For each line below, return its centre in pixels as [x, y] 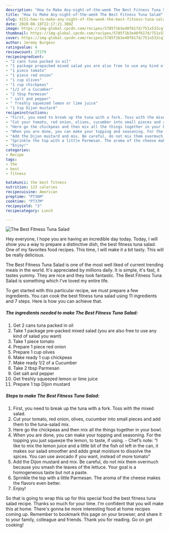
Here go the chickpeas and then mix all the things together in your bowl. [88, 430]
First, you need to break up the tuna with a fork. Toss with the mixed [83, 408]
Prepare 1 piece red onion [39, 347]
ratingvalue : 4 [22, 47]
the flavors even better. [37, 483]
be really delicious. [25, 255]
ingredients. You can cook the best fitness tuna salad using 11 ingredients [81, 296]
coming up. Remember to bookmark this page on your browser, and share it [84, 514]
